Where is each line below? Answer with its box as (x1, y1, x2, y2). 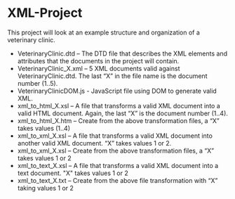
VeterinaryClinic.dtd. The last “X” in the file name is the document (17, 72, 208, 80)
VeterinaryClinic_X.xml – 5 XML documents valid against (17, 64, 180, 72)
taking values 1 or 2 (17, 184, 74, 192)
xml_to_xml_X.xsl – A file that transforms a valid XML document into (17, 131, 213, 140)
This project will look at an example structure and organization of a (7, 28, 200, 37)
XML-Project (7, 5, 83, 21)
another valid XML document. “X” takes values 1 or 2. (17, 139, 172, 147)
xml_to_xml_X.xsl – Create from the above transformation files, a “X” (17, 146, 215, 155)
